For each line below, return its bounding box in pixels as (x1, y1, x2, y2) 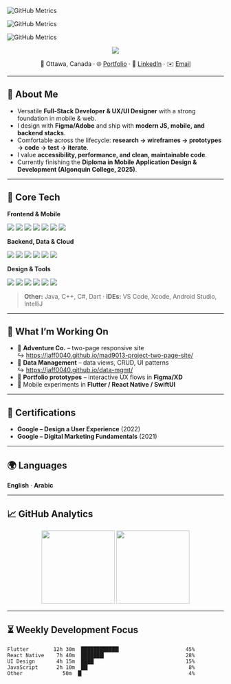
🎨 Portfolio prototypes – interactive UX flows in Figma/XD (16, 373, 184, 381)
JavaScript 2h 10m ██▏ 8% (7, 663, 195, 671)
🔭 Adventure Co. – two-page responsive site (16, 344, 144, 352)
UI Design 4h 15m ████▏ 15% (7, 658, 195, 665)
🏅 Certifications (7, 407, 76, 418)
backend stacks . (16, 128, 66, 137)
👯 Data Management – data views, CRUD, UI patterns (16, 358, 169, 367)
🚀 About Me (7, 89, 58, 100)
